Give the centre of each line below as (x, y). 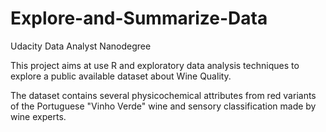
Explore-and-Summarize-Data (139, 18)
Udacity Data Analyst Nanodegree (81, 46)
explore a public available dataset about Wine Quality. (121, 76)
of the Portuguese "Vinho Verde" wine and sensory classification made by (163, 106)
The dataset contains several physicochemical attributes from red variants (163, 95)
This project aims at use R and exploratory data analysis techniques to (155, 65)
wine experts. (38, 116)
